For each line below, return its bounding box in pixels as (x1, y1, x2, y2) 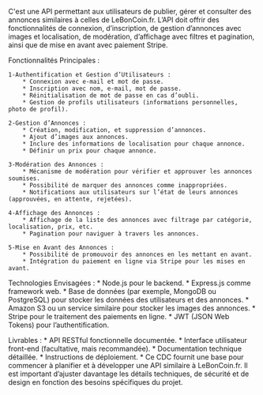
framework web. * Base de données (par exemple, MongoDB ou (8, 287, 217, 295)
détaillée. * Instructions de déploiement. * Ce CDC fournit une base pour (8, 352, 244, 362)
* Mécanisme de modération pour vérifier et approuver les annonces (22, 167, 253, 175)
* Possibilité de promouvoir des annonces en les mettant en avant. (22, 250, 253, 258)
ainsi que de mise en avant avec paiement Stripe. (8, 40, 168, 50)
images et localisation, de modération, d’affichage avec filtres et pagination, (8, 32, 255, 41)
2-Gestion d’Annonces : (8, 119, 87, 127)
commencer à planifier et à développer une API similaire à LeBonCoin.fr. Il (8, 361, 248, 370)
